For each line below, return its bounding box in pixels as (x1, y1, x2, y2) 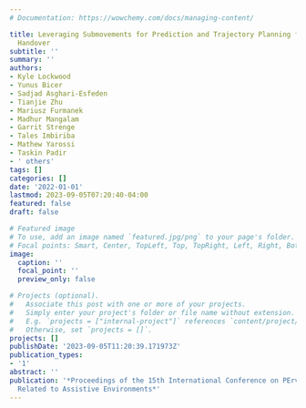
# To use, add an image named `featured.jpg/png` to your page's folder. (9, 232, 296, 241)
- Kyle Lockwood (9, 72, 71, 82)
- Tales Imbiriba (9, 131, 76, 141)
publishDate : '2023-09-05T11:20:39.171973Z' (9, 342, 181, 352)
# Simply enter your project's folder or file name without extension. (9, 308, 296, 317)
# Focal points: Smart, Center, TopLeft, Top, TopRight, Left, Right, (9, 240, 283, 250)
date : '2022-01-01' (9, 182, 84, 191)
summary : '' (9, 56, 55, 65)
